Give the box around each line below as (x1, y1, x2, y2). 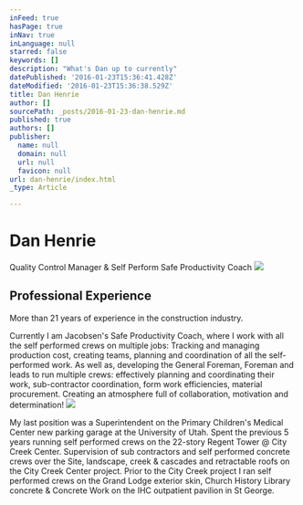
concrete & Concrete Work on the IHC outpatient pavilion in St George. (9, 485, 276, 496)
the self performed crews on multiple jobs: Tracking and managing (9, 340, 260, 351)
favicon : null (17, 166, 71, 175)
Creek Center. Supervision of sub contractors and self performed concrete (9, 446, 290, 457)
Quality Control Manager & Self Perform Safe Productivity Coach (9, 262, 253, 273)
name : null (17, 141, 59, 150)
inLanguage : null (9, 38, 76, 48)
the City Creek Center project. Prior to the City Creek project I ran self (9, 465, 272, 476)
